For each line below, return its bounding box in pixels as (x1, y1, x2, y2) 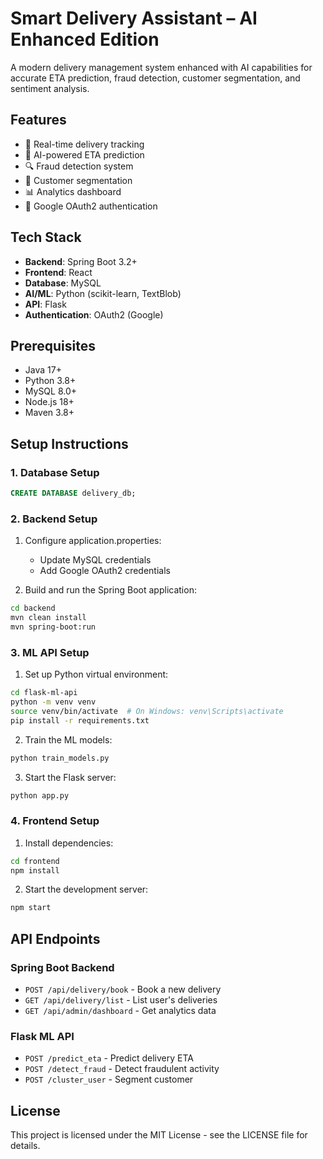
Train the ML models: (24, 733, 113, 746)
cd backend (10, 603, 56, 614)
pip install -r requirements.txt (10, 715, 150, 726)
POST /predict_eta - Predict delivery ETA (24, 1052, 194, 1064)
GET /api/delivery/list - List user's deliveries (24, 994, 218, 1006)
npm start (10, 903, 52, 913)
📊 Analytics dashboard (24, 185, 122, 197)
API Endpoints (10, 930, 101, 947)
